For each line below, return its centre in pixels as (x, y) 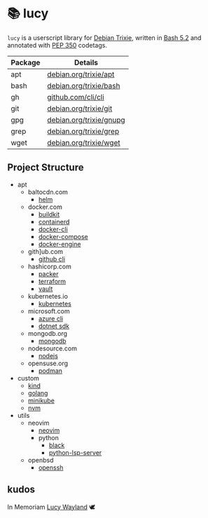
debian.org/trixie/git (80, 108)
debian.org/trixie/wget (84, 142)
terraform (52, 281)
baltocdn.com (48, 192)
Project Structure (46, 168)
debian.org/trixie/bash (84, 86)
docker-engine (60, 244)
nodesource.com (52, 348)
